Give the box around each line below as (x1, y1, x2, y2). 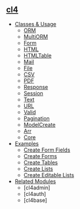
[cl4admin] (23, 184, 50, 191)
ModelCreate (23, 121, 56, 128)
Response (23, 83, 49, 91)
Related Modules (14, 178, 56, 185)
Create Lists (23, 165, 53, 172)
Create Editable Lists (23, 171, 75, 178)
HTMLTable (23, 52, 52, 59)
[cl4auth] (23, 190, 46, 197)
